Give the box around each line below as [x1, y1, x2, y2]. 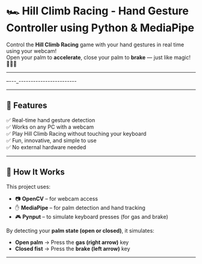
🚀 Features [6, 100, 47, 111]
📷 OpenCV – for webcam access [14, 195, 98, 202]
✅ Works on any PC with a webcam [6, 123, 94, 130]
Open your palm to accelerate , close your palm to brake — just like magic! [6, 54, 191, 61]
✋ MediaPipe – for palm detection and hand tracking [14, 204, 145, 211]
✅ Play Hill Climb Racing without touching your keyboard [6, 130, 147, 137]
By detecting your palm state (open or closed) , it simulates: [6, 227, 155, 234]
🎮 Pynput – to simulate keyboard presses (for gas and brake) [14, 213, 168, 220]
